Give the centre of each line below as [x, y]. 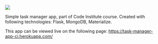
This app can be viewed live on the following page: [56, 31]
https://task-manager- [131, 31]
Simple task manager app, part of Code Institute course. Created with [75, 17]
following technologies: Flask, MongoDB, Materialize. [58, 22]
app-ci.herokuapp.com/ [29, 36]
